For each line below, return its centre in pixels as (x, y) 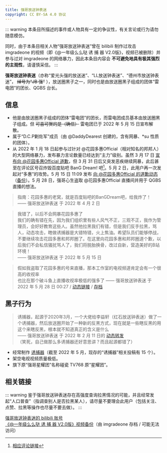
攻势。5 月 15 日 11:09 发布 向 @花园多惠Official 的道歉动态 (98, 174)
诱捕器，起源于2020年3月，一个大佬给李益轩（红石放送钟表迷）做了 (87, 317)
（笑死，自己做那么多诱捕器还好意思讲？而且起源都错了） (76, 341)
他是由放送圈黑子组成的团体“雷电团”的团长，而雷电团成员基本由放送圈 (84, 118)
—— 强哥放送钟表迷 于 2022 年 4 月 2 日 (59, 203)
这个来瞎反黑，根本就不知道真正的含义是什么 (63, 329)
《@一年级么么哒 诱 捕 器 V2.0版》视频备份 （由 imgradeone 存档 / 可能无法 (82, 424)
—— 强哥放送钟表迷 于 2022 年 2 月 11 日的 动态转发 (71, 335)
